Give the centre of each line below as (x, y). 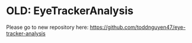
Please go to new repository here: (47, 27)
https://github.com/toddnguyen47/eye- (138, 27)
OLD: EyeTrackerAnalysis (70, 11)
